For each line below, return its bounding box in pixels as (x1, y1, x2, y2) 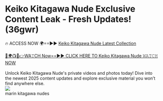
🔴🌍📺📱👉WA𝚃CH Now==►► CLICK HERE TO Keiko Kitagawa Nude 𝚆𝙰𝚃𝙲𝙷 (5, 52, 158, 59)
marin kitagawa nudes (5, 90, 50, 96)
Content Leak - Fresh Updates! (5, 14, 131, 25)
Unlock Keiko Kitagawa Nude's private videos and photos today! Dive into (5, 70, 153, 76)
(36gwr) (5, 24, 39, 35)
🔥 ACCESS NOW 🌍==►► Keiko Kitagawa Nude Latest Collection (5, 40, 136, 46)
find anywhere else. (5, 80, 45, 86)
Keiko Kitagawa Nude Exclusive (5, 3, 136, 15)
